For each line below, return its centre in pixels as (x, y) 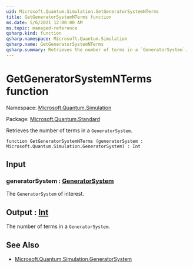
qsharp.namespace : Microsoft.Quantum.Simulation (67, 39)
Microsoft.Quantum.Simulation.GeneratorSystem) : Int (74, 146)
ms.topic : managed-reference (42, 28)
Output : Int (27, 212)
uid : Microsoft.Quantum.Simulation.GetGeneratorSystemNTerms (83, 11)
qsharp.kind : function (34, 33)
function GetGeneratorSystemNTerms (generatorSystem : (75, 141)
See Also (23, 245)
